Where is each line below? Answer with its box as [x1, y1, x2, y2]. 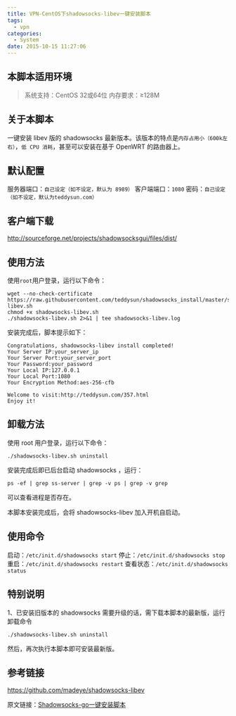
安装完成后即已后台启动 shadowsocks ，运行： [7, 465, 143, 474]
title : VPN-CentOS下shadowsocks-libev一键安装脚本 [7, 10, 151, 18]
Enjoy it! [7, 398, 37, 405]
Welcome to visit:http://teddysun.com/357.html [7, 391, 150, 398]
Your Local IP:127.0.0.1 [7, 367, 80, 374]
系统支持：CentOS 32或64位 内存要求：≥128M [24, 91, 160, 99]
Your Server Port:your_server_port [7, 355, 112, 362]
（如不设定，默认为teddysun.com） [7, 194, 98, 201]
